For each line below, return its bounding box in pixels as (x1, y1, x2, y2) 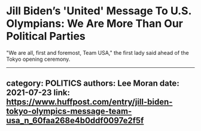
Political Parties (6, 30, 86, 43)
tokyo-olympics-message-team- (6, 106, 132, 117)
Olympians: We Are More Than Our (6, 17, 184, 30)
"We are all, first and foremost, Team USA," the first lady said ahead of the (6, 49, 190, 56)
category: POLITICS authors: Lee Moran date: (6, 79, 179, 89)
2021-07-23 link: (6, 88, 71, 98)
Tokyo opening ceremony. (6, 55, 71, 63)
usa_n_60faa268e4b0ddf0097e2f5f (6, 116, 144, 126)
